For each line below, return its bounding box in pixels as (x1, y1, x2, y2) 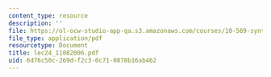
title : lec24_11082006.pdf (8, 49, 99, 57)
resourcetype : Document (8, 42, 89, 50)
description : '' (8, 19, 63, 27)
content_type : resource (8, 11, 89, 20)
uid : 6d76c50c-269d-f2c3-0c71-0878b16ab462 (8, 57, 157, 65)
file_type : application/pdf (8, 34, 103, 43)
